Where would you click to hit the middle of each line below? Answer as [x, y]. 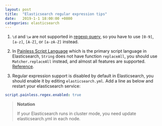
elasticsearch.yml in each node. [49, 119]
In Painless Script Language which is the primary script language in [79, 51]
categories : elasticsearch [32, 23]
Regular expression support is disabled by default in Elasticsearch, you [83, 76]
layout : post [18, 9]
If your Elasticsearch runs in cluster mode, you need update [77, 113]
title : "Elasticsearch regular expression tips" [56, 14]
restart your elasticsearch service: [46, 86]
